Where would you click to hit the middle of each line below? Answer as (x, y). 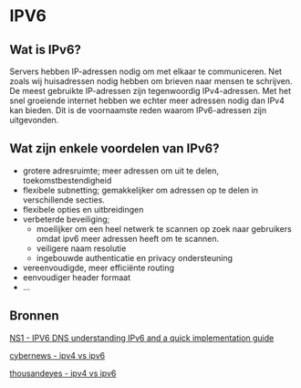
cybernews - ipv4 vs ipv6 (57, 355)
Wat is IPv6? (46, 50)
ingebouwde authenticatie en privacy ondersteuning (134, 257)
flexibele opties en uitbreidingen (83, 209)
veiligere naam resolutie (81, 248)
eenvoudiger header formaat (76, 277)
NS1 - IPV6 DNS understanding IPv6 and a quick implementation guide (142, 338)
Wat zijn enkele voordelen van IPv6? (114, 148)
